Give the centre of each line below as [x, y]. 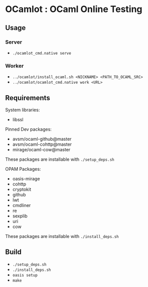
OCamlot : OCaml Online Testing [74, 9]
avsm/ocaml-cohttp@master [42, 144]
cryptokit [22, 189]
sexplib [20, 216]
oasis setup [25, 275]
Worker [15, 66]
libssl [18, 119]
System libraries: [23, 110]
